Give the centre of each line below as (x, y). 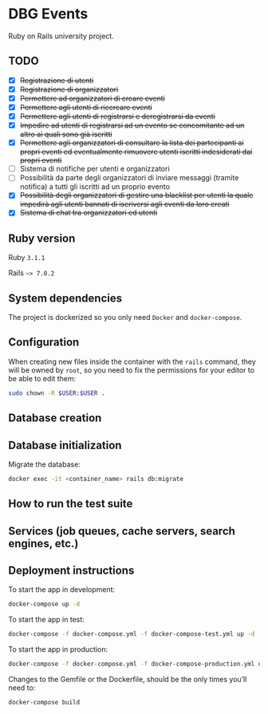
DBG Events (48, 14)
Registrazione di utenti (57, 80)
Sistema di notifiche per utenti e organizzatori (95, 169)
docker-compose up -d (44, 604)
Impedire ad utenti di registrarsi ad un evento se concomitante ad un (132, 125)
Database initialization (65, 445)
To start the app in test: (47, 620)
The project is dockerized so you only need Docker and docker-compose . (125, 318)
